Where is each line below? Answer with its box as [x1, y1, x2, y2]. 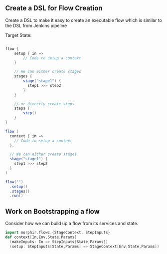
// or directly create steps [14, 101, 75, 106]
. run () [9, 193, 23, 199]
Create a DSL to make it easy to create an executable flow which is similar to [5, 17, 163, 23]
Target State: [5, 32, 32, 38]
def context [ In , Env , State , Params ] [5, 235, 77, 240]
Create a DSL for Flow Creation [5, 4, 103, 12]
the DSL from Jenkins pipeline [5, 22, 67, 28]
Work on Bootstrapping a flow [5, 207, 100, 216]
